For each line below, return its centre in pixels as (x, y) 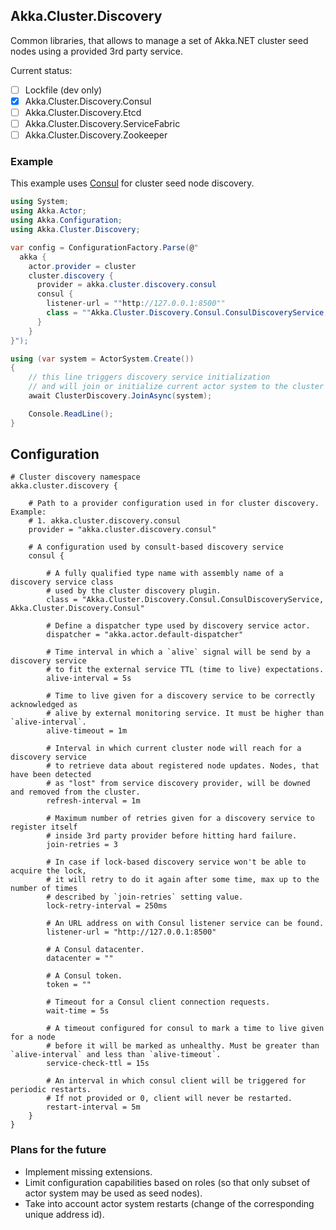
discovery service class (62, 582)
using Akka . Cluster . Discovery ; (75, 230)
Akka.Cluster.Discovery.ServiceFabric (102, 123)
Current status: (41, 70)
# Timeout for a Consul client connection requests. (158, 1002)
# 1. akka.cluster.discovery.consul (105, 521)
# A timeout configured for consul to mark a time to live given (185, 1029)
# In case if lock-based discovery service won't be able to (176, 862)
